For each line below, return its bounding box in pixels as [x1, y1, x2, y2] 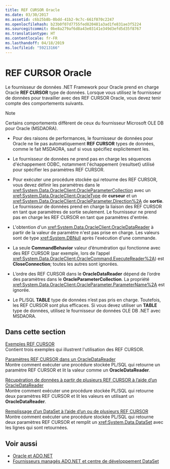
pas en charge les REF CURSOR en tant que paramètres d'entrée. [12, 214, 149, 220]
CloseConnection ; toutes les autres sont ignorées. [12, 261, 119, 267]
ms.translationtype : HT [5, 31, 56, 36]
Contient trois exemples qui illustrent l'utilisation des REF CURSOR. [5, 347, 144, 353]
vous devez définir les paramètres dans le [12, 181, 100, 188]
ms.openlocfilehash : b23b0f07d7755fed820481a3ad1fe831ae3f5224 [5, 21, 142, 27]
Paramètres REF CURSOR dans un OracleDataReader [5, 356, 116, 362]
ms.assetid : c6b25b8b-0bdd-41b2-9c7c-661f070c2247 [5, 17, 114, 22]
